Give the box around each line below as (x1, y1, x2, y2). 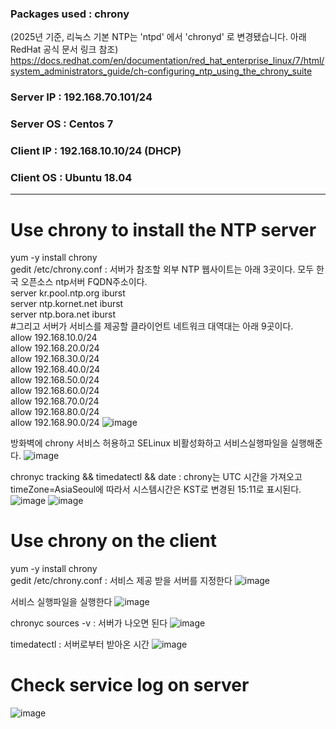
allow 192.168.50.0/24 (10, 374, 100, 386)
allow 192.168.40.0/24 (10, 363, 101, 376)
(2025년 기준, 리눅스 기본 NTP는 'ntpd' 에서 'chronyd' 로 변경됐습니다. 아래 (10, 31, 307, 43)
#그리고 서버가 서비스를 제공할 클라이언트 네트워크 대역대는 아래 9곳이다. (10, 320, 294, 332)
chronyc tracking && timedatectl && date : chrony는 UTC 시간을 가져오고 (10, 471, 303, 483)
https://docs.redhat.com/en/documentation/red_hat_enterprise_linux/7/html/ (10, 55, 325, 67)
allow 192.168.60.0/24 (10, 385, 100, 397)
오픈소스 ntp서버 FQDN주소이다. (20, 276, 148, 288)
